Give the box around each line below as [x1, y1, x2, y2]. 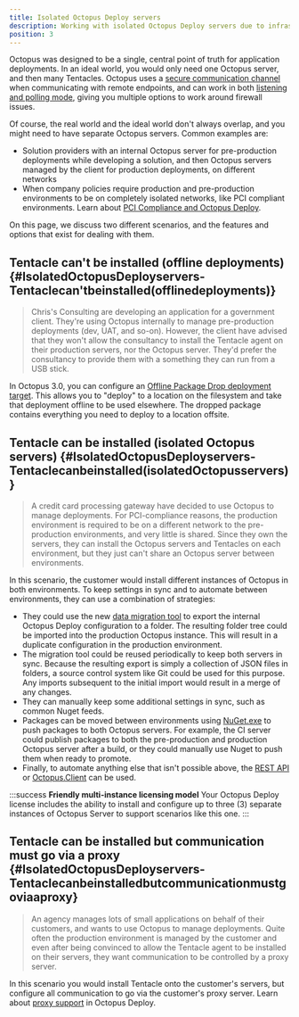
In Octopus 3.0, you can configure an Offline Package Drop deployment [9, 381, 271, 392]
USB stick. [30, 363, 69, 375]
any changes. [21, 687, 73, 697]
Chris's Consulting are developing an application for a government [30, 307, 275, 318]
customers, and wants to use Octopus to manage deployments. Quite [30, 922, 286, 933]
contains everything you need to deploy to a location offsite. [9, 409, 230, 420]
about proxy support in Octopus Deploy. [9, 996, 156, 1008]
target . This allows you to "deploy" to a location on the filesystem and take [9, 390, 282, 401]
